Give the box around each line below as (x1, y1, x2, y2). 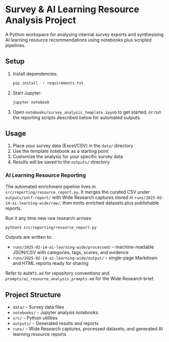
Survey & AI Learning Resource (5, 4, 139, 15)
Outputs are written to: (5, 234, 52, 240)
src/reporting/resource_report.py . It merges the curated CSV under (5, 189, 150, 195)
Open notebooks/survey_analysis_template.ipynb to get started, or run (12, 109, 161, 115)
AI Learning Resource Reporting (5, 172, 86, 179)
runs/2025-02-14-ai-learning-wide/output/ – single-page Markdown (12, 255, 158, 261)
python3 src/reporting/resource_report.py (5, 225, 97, 230)
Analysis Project (5, 14, 76, 26)
